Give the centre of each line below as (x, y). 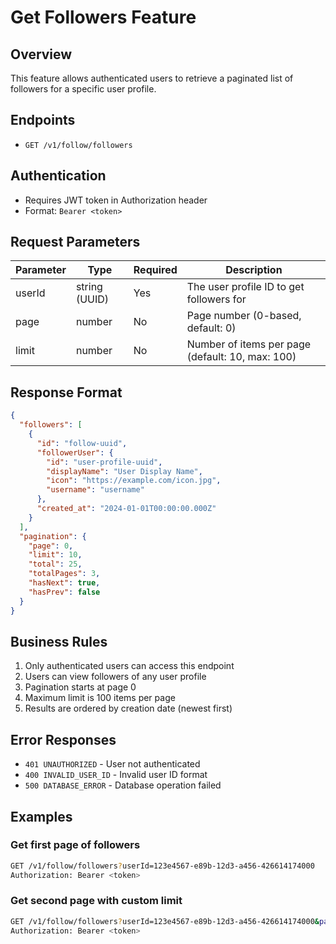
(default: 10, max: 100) (241, 357)
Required (155, 270)
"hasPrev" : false (64, 592)
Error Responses (63, 739)
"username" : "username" (95, 490)
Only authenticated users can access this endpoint (129, 666)
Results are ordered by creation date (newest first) (128, 708)
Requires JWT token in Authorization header (116, 200)
